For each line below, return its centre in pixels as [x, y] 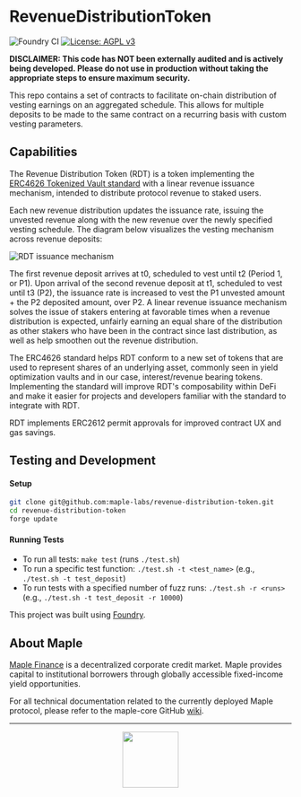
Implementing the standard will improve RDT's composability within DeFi [143, 386]
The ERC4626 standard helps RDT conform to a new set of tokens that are [146, 357]
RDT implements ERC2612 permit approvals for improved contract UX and [146, 423]
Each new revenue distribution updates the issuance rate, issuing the [137, 210]
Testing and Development [83, 461]
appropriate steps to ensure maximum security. [100, 77]
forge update [34, 519]
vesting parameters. [46, 124]
